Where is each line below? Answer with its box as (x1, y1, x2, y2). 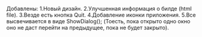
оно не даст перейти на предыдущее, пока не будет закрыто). (6, 24, 170, 31)
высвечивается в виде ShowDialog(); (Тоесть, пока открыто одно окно (6, 18, 191, 24)
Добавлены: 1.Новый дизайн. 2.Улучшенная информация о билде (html (6, 5, 192, 12)
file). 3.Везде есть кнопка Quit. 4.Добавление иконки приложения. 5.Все (6, 11, 196, 18)
